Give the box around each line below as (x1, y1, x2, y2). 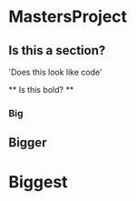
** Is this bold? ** (8, 85, 74, 95)
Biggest (8, 171, 69, 192)
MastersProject (8, 6, 128, 27)
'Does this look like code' (8, 66, 102, 77)
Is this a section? (8, 43, 106, 58)
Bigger (8, 135, 47, 151)
